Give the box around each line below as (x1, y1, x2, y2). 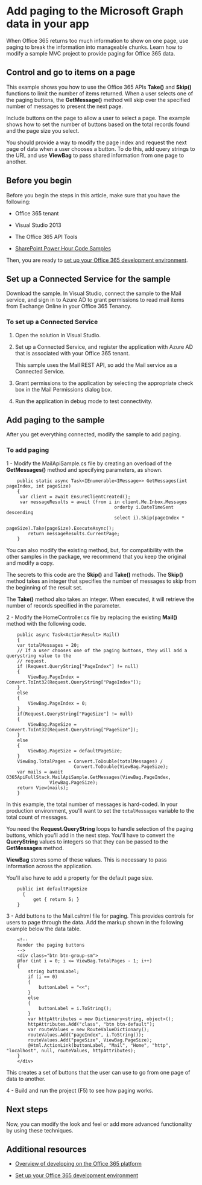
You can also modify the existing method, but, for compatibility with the (6, 546, 184, 553)
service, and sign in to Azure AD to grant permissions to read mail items (6, 296, 185, 303)
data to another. (6, 1075, 46, 1082)
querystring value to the (6, 653, 71, 659)
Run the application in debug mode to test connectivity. (14, 397, 153, 405)
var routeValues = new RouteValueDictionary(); (28, 1026, 150, 1032)
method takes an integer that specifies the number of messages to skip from (6, 577, 197, 585)
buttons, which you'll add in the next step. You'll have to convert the (6, 831, 175, 839)
